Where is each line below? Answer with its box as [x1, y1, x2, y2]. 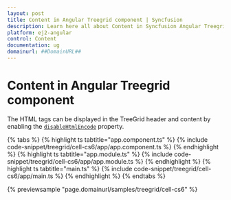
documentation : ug [7, 42, 60, 49]
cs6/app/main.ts [7, 172, 54, 180]
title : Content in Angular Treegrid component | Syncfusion [7, 16, 184, 23]
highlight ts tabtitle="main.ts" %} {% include [7, 164, 133, 173]
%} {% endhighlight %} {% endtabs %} [54, 172, 166, 180]
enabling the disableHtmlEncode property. [7, 122, 124, 130]
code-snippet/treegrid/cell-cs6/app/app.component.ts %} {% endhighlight [7, 142, 219, 151]
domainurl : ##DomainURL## [7, 49, 81, 55]
